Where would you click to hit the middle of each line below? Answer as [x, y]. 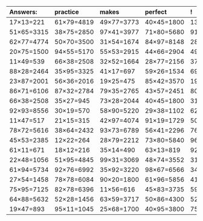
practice [66, 12]
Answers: [23, 12]
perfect [156, 12]
